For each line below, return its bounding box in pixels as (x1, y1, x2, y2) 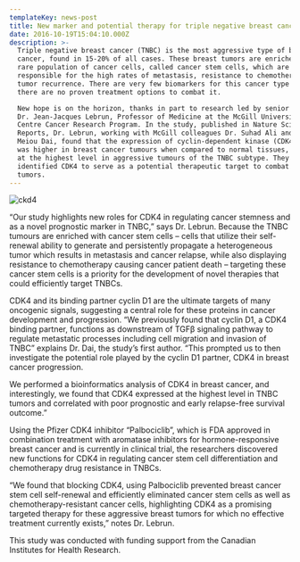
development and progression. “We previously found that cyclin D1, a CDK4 (9, 314, 287, 326)
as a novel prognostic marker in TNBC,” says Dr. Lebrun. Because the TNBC (9, 221, 288, 232)
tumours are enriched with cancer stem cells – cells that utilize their (9, 231, 258, 242)
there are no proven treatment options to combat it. (17, 87, 221, 96)
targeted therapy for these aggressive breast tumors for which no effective (9, 508, 285, 519)
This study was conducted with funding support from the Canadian (9, 535, 256, 546)
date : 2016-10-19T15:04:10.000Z (9, 29, 129, 38)
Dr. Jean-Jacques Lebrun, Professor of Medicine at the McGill (17, 112, 257, 121)
